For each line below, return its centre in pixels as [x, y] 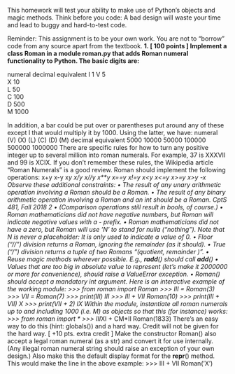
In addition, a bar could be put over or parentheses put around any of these [116, 125]
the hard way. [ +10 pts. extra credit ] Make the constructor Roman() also [112, 333]
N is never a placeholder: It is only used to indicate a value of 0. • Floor [110, 237]
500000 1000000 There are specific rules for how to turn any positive [108, 147]
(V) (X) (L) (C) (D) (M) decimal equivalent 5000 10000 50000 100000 [107, 140]
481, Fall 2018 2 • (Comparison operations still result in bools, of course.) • [115, 207]
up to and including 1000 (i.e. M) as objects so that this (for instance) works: [117, 311]
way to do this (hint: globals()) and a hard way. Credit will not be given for [113, 326]
